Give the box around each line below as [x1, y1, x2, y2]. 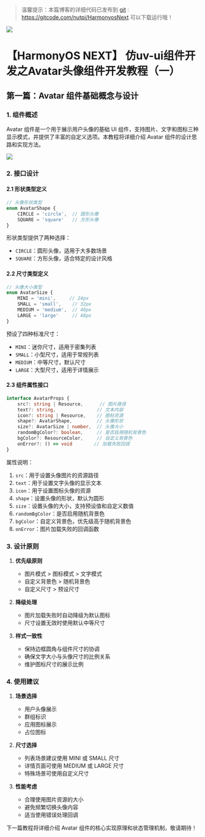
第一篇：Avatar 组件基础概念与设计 [6, 90, 139, 101]
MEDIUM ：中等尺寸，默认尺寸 [15, 358, 86, 365]
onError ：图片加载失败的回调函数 [15, 525, 99, 532]
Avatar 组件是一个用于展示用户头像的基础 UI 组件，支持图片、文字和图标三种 [6, 125, 199, 132]
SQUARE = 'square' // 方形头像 [17, 216, 99, 223]
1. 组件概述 [6, 110, 38, 119]
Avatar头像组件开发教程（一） [28, 64, 181, 78]
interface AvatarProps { [6, 395, 70, 401]
